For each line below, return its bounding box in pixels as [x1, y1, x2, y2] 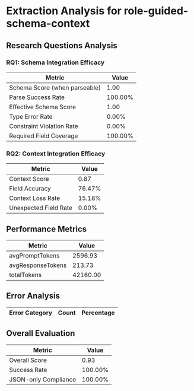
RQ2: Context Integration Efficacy [6, 150, 106, 158]
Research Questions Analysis [6, 40, 117, 50]
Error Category [9, 309, 52, 317]
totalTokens [9, 271, 42, 279]
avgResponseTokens [9, 261, 67, 269]
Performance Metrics [6, 224, 87, 234]
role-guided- [123, 4, 189, 18]
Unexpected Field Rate [9, 204, 73, 212]
